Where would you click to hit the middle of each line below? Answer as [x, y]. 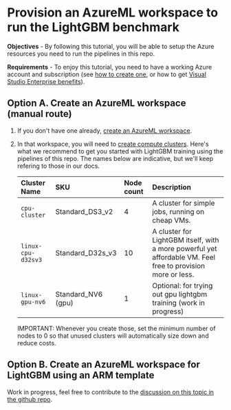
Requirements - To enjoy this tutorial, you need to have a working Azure [110, 67]
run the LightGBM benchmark [93, 27]
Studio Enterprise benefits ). [46, 81]
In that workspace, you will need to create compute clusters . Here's [113, 144]
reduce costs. [36, 343]
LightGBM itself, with [186, 240]
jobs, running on [178, 211]
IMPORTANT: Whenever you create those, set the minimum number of [116, 328]
